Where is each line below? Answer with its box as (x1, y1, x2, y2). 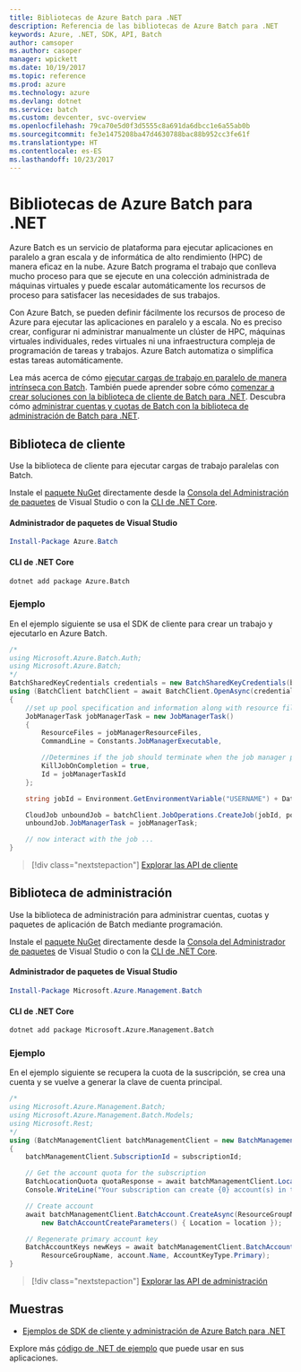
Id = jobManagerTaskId (41, 769, 126, 779)
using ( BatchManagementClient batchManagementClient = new (9, 1136, 235, 1145)
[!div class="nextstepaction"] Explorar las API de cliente (30, 860, 238, 870)
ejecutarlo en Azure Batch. (9, 627, 107, 638)
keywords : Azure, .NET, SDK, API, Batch (9, 30, 163, 39)
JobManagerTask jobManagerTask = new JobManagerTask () (25, 712, 235, 721)
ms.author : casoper (9, 47, 82, 56)
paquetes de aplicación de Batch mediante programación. (9, 919, 223, 930)
